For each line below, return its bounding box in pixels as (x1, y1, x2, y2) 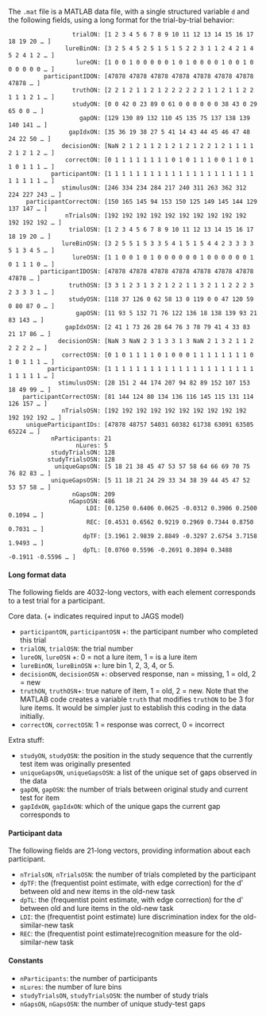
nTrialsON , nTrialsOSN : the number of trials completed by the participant (19, 869, 256, 879)
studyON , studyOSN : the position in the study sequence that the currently (19, 751, 253, 760)
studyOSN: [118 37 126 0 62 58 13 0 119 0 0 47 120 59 (68, 295, 254, 303)
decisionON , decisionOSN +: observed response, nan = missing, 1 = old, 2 (19, 669, 256, 679)
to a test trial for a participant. (8, 596, 106, 606)
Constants (8, 955, 44, 965)
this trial (19, 635, 47, 645)
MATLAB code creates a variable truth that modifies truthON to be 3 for (19, 694, 255, 704)
